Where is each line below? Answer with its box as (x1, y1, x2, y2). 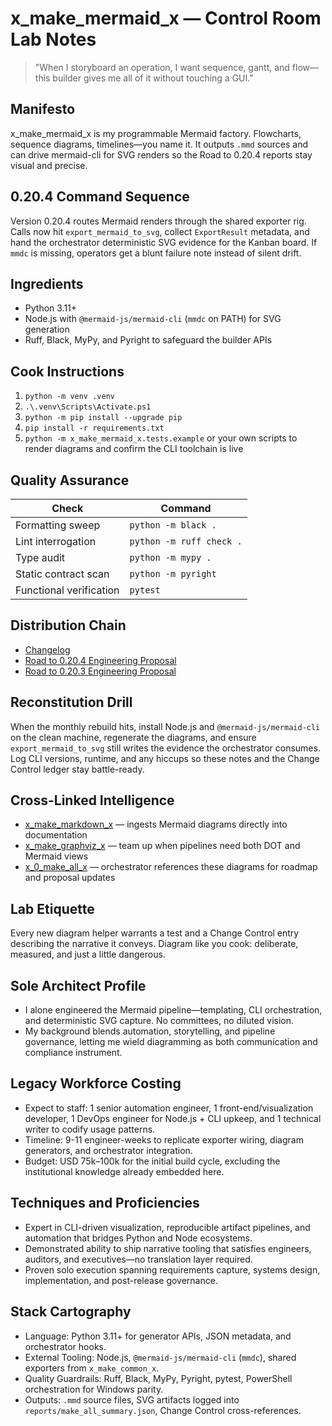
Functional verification (15, 583, 120, 597)
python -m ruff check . (129, 536, 243, 547)
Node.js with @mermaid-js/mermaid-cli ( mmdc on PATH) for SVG (24, 313, 282, 325)
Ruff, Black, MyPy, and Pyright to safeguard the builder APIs (24, 334, 273, 346)
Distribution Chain (10, 617, 127, 634)
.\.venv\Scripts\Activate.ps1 (24, 402, 152, 412)
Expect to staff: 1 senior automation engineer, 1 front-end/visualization (24, 1102, 314, 1114)
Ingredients (10, 275, 84, 292)
